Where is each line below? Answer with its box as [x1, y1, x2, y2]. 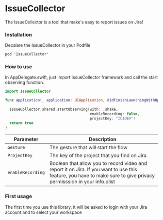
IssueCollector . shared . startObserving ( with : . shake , [9, 107, 118, 112]
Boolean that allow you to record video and [49, 160, 147, 167]
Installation [5, 31, 33, 38]
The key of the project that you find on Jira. [49, 152, 148, 159]
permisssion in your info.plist [49, 179, 115, 185]
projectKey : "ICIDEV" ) [89, 116, 136, 121]
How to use [5, 63, 33, 70]
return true [9, 120, 34, 125]
